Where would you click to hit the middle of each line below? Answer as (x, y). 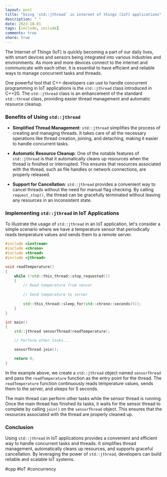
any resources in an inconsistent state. (52, 200)
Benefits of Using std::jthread (43, 117)
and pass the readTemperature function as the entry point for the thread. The (83, 378)
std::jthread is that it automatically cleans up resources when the (81, 159)
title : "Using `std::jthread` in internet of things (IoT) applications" (83, 14)
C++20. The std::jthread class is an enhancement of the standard (74, 93)
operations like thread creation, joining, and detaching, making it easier (85, 138)
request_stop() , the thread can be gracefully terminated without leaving (86, 195)
